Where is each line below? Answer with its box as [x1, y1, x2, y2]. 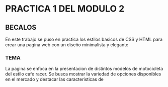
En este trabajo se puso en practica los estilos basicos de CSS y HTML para [5, 36, 162, 42]
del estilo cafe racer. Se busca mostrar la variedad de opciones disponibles [5, 71, 161, 77]
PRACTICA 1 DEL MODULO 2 [5, 3, 125, 15]
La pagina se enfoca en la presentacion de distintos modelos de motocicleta [5, 66, 163, 72]
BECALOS [5, 23, 37, 32]
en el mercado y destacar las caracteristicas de [5, 76, 104, 82]
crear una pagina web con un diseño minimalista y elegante [5, 42, 129, 48]
